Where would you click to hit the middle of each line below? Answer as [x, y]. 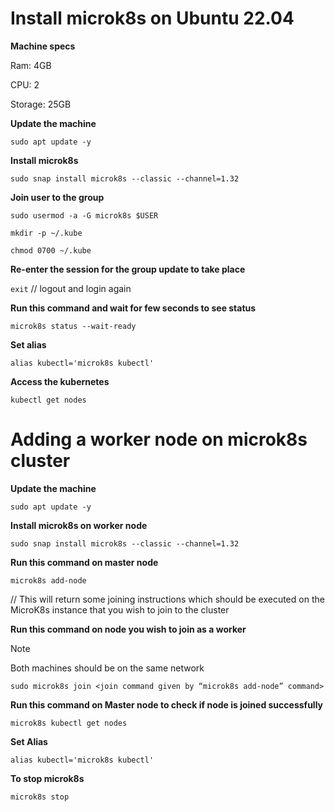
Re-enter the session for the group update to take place [128, 269]
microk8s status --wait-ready [73, 326]
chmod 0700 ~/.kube [51, 250]
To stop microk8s [47, 778]
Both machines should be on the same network [107, 668]
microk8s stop [40, 797]
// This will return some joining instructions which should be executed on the [167, 599]
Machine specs [43, 46]
